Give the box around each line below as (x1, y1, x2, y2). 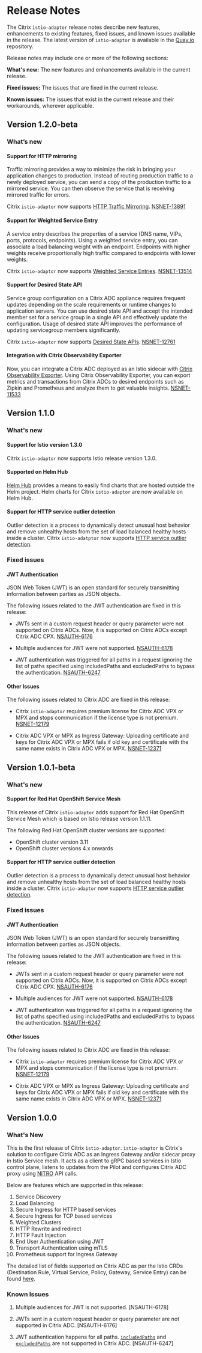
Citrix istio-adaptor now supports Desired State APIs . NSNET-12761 (7, 338, 176, 345)
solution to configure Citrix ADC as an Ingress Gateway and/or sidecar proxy (7, 1151, 196, 1158)
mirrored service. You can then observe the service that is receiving (7, 185, 175, 192)
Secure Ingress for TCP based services (15, 1212, 113, 1220)
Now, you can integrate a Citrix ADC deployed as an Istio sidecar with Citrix (7, 365, 193, 373)
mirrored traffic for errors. (7, 191, 71, 198)
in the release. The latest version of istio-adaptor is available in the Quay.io (7, 36, 194, 43)
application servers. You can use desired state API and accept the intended (7, 307, 193, 314)
